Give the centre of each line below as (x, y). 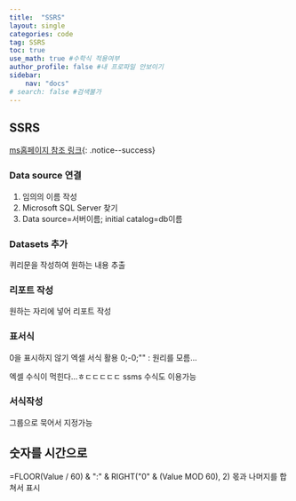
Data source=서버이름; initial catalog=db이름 (102, 219)
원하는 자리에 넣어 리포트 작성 (60, 311)
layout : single (37, 26)
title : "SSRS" (37, 17)
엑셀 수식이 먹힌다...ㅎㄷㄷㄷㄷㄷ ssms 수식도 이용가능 (103, 376)
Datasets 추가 (39, 243)
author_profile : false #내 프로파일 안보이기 (87, 68)
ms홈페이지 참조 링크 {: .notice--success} (82, 150)
